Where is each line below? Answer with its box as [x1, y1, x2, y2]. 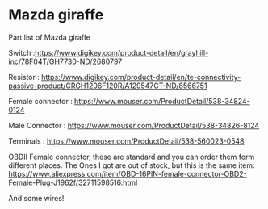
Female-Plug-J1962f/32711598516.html [8, 178, 138, 187]
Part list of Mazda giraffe [8, 32, 91, 42]
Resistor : [8, 72, 40, 82]
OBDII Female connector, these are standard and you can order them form [8, 152, 255, 161]
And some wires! [8, 193, 65, 203]
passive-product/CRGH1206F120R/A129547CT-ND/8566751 [8, 81, 207, 90]
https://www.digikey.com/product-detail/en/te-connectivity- [41, 72, 241, 82]
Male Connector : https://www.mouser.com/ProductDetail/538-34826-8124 [8, 120, 260, 130]
